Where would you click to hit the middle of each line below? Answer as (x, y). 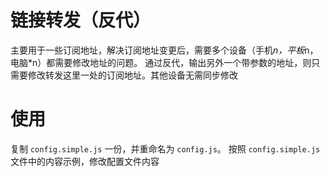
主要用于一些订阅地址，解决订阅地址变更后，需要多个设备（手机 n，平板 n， (164, 50)
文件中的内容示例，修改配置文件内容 (85, 161)
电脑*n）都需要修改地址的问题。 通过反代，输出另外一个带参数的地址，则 (161, 62)
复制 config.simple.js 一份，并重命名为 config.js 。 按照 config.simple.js (165, 148)
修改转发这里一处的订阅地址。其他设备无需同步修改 (132, 75)
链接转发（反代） (81, 20)
